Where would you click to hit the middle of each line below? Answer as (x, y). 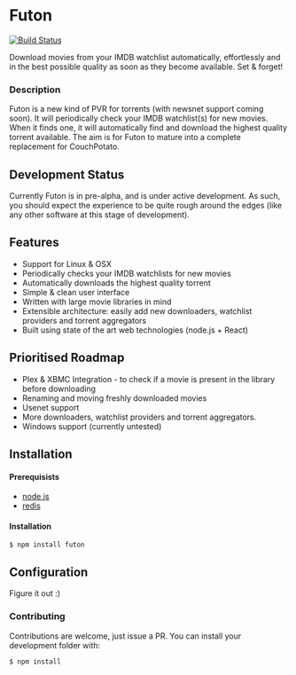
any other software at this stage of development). (100, 215)
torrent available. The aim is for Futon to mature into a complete (125, 137)
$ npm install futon (47, 545)
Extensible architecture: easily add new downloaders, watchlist (137, 310)
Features (34, 243)
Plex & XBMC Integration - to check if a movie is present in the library (148, 379)
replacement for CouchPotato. (64, 146)
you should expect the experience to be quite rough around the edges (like (145, 206)
